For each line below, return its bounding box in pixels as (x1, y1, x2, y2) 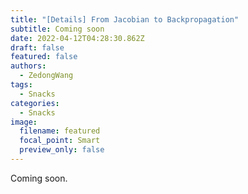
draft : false (10, 42, 65, 53)
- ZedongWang (19, 71, 74, 81)
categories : (10, 98, 60, 108)
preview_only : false (19, 145, 105, 155)
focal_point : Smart (19, 136, 101, 146)
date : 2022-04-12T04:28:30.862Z (10, 33, 145, 43)
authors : (10, 61, 47, 71)
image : (10, 117, 38, 127)
